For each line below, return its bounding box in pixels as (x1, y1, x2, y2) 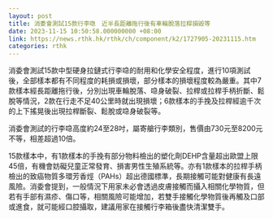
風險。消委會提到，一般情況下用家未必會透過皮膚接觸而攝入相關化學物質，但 (8, 182, 265, 191)
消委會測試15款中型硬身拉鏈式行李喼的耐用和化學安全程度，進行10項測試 (8, 66, 251, 76)
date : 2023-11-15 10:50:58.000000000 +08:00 (8, 27, 162, 35)
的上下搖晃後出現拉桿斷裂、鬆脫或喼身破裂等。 (8, 107, 165, 116)
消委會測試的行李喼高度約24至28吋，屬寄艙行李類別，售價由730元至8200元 (8, 124, 263, 134)
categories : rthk (8, 42, 67, 50)
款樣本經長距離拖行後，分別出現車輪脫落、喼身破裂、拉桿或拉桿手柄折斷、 (8, 86, 258, 96)
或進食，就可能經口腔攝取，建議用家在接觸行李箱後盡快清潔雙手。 (8, 202, 229, 212)
